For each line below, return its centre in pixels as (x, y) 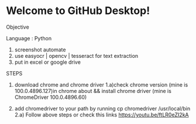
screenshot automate (40, 49)
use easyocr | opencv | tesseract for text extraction (76, 56)
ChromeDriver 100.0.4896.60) (51, 97)
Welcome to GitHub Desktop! (78, 11)
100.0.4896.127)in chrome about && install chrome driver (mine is (93, 91)
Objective (18, 27)
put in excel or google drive (47, 62)
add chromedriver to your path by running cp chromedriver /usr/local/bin (102, 108)
